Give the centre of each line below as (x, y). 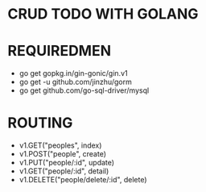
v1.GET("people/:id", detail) (64, 171)
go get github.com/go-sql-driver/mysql (84, 90)
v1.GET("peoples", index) (60, 145)
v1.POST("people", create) (62, 154)
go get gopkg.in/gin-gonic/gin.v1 (73, 73)
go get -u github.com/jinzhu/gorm (75, 82)
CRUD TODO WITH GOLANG (103, 14)
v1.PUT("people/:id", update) (66, 163)
